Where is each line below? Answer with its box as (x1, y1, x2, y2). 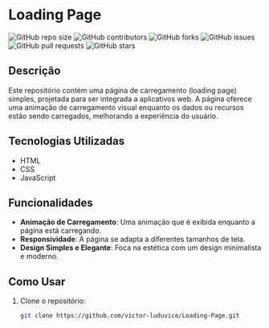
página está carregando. (19, 226, 102, 236)
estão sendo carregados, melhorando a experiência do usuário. (8, 111, 218, 121)
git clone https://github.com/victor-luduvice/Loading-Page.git (19, 312, 240, 320)
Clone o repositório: (19, 296, 86, 306)
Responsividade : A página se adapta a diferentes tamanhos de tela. (19, 235, 246, 244)
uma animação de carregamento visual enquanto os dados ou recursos (8, 102, 244, 112)
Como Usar (8, 275, 66, 289)
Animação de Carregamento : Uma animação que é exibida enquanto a (19, 217, 255, 227)
